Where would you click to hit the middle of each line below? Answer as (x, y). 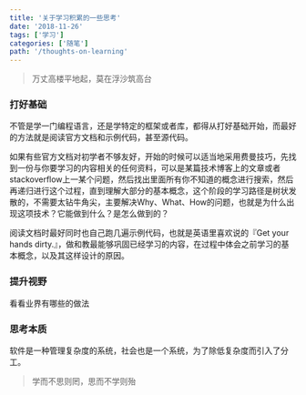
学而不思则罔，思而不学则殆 (84, 381)
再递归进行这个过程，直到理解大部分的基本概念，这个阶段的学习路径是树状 (149, 191)
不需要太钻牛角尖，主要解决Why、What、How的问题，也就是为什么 (160, 202)
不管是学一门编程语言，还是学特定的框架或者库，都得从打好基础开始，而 (145, 126)
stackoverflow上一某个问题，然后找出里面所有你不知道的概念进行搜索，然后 (152, 179)
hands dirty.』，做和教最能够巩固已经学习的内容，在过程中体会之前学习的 (145, 244)
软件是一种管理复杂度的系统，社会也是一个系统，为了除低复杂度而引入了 (145, 350)
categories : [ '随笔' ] (49, 43)
